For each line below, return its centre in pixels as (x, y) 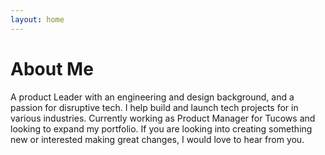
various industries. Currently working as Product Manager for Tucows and (163, 118)
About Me (52, 68)
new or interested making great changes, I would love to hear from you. (157, 139)
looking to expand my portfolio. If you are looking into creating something (161, 128)
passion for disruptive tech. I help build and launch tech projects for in (154, 107)
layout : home (37, 19)
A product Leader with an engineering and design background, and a (152, 97)
